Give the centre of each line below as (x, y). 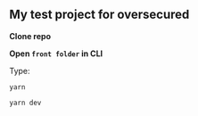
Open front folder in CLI (56, 54)
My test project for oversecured (99, 15)
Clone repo (30, 36)
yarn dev (25, 103)
